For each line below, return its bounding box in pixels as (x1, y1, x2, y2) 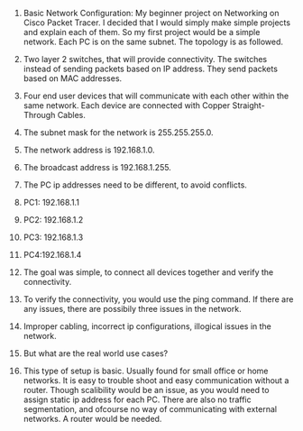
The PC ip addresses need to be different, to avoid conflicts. (23, 179, 247, 190)
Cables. (57, 110, 87, 120)
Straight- (232, 100, 265, 111)
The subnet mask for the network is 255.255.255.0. (23, 127, 215, 138)
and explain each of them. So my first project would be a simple (23, 27, 261, 37)
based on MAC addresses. (23, 73, 123, 84)
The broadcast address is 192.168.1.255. (23, 162, 172, 172)
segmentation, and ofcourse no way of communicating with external (23, 404, 278, 414)
